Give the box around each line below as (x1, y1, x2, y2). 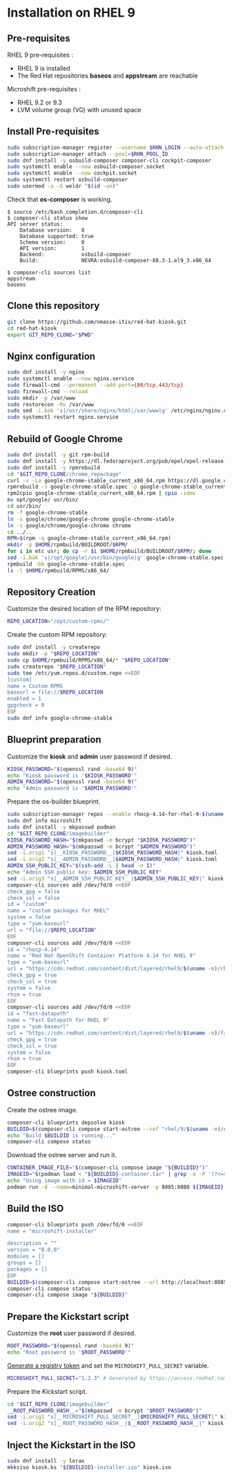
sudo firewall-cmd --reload (7, 388, 88, 395)
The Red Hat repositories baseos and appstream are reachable (17, 71, 198, 80)
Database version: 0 (19, 226, 85, 233)
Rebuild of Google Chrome (7, 433, 123, 444)
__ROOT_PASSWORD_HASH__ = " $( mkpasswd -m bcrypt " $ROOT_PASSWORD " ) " (7, 1407, 202, 1414)
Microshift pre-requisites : (7, 85, 81, 93)
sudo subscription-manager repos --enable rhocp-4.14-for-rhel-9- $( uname (7, 811, 224, 818)
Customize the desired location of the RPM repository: (7, 604, 162, 613)
